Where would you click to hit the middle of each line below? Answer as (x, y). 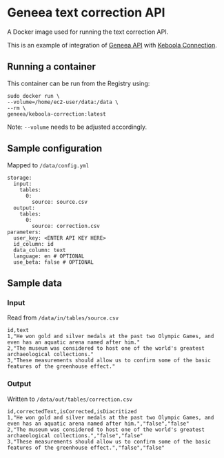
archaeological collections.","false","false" (75, 435)
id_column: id (33, 244)
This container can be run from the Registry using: (79, 83)
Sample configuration (55, 148)
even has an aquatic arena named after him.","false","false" (98, 424)
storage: (20, 178)
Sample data (34, 283)
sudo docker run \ (33, 96)
